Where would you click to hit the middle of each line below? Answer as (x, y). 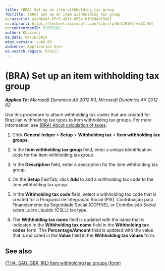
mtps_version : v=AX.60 (28, 42)
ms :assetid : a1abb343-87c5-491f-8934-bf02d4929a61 (58, 19)
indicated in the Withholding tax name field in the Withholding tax (81, 225)
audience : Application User (34, 47)
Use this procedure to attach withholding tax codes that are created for (78, 115)
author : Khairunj (23, 33)
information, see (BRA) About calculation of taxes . (56, 125)
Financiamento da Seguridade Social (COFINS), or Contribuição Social (84, 205)
